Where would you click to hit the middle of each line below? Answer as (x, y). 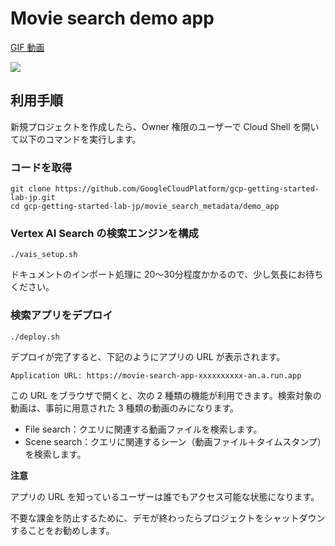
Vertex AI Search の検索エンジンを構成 (104, 233)
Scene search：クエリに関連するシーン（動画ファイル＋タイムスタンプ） (173, 441)
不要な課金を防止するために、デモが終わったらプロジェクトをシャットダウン (168, 518)
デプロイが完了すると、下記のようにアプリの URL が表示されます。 (148, 356)
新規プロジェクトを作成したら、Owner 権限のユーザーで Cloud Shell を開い (165, 126)
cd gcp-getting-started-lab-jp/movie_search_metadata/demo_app (145, 207)
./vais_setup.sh (44, 255)
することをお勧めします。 (62, 530)
